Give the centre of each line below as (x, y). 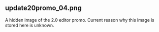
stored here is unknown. (30, 25)
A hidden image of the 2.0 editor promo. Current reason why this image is (80, 20)
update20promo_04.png (44, 8)
